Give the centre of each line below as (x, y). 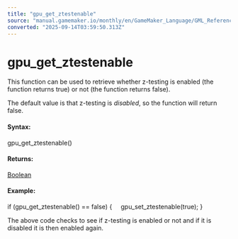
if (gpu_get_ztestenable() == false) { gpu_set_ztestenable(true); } (105, 206)
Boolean (19, 174)
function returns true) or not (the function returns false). (89, 89)
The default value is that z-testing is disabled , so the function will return (112, 103)
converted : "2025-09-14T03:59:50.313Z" (66, 27)
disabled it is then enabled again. (56, 228)
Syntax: (19, 127)
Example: (22, 191)
